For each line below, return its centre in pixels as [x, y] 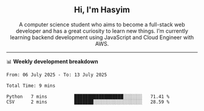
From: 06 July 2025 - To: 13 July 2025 [57, 75]
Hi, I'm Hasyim [102, 10]
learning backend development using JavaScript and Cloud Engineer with [102, 37]
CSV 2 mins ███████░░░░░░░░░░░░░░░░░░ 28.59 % [88, 102]
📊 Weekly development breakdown [52, 61]
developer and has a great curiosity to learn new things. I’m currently [102, 31]
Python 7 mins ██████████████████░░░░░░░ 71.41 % [88, 97]
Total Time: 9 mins [31, 86]
